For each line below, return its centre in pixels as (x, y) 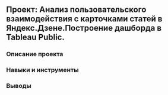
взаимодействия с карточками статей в (84, 19)
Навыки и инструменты (42, 70)
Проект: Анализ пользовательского (76, 10)
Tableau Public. (36, 37)
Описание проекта (35, 54)
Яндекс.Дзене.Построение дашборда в (84, 28)
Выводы (19, 86)
